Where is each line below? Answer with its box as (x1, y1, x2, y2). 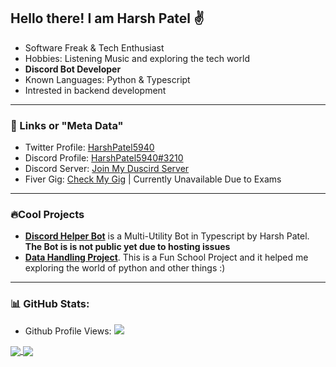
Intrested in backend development (24, 84, 167, 96)
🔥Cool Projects (10, 208, 85, 222)
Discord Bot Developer (24, 63, 122, 75)
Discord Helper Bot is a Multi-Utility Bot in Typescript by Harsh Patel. (24, 230, 310, 242)
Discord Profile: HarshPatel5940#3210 (24, 152, 184, 164)
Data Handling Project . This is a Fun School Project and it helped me (24, 251, 309, 264)
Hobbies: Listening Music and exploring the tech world (24, 52, 250, 64)
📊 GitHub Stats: (10, 297, 90, 311)
